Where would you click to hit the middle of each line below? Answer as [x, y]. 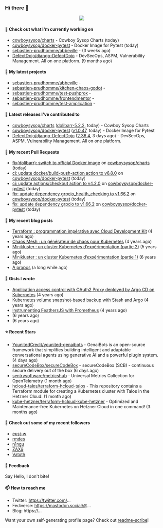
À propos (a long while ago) [40, 268]
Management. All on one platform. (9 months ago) [62, 61]
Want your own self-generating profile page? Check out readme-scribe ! [77, 520]
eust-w [19, 434]
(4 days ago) [25, 360]
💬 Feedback [17, 465]
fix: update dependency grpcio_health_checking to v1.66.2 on [74, 194]
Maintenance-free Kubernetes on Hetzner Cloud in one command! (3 [81, 406]
